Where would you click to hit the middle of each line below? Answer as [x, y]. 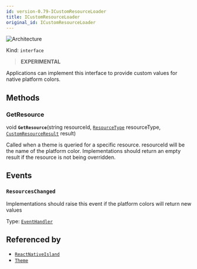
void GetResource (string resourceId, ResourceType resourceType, [84, 127]
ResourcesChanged [31, 192]
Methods [23, 98]
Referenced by [34, 240]
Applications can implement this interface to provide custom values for [92, 73]
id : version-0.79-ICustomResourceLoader [56, 11]
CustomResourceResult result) [41, 134]
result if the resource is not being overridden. [61, 157]
